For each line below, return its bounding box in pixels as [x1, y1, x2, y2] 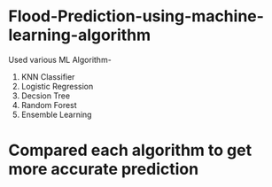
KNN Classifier [20, 71, 75, 82]
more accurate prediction [8, 160, 199, 179]
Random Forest [20, 99, 77, 110]
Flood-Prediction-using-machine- [8, 6, 265, 27]
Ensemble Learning [20, 109, 92, 120]
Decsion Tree [20, 90, 71, 101]
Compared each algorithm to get [8, 140, 253, 160]
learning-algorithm [8, 25, 152, 45]
